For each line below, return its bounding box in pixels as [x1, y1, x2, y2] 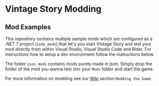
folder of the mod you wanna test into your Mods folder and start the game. [5, 66, 154, 72]
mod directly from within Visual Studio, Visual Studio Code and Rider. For [5, 46, 152, 52]
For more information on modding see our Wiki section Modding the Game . [5, 76, 152, 81]
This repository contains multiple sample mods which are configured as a [5, 36, 153, 42]
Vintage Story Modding [5, 3, 101, 15]
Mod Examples [5, 23, 51, 31]
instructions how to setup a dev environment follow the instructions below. [5, 51, 155, 57]
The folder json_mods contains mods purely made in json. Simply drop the [5, 61, 153, 66]
